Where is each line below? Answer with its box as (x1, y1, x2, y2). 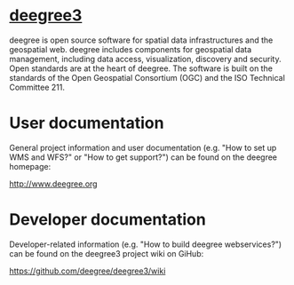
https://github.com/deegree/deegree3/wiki (9, 265, 166, 276)
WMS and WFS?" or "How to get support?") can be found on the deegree (9, 152, 278, 162)
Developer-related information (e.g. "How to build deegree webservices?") (9, 239, 282, 249)
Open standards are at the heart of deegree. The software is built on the (9, 63, 274, 74)
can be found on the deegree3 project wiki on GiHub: (9, 248, 204, 258)
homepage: (9, 161, 52, 171)
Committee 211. (9, 82, 65, 92)
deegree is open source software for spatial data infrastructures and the (9, 35, 274, 45)
